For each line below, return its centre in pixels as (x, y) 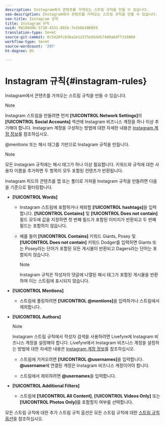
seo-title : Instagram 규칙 (32, 19)
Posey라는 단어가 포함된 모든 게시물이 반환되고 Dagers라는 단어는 (88, 249)
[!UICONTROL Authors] (36, 317)
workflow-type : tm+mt (27, 42)
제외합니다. (30, 307)
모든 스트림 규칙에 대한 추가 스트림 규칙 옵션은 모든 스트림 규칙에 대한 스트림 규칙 (82, 413)
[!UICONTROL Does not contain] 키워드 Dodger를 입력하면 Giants (85, 242)
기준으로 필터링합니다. (31, 187)
